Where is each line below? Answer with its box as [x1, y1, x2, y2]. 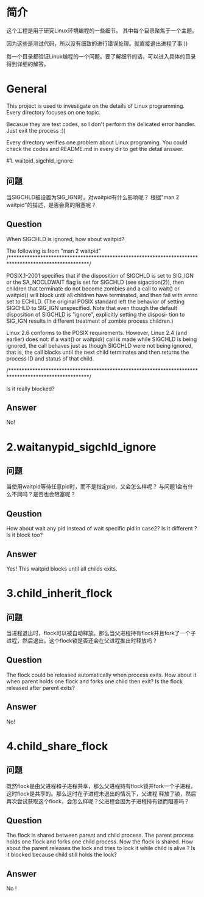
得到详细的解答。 [6, 60, 49, 68]
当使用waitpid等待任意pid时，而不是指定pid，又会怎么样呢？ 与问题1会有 [6, 483, 188, 490]
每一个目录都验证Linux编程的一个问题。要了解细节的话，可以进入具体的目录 [6, 52, 196, 60]
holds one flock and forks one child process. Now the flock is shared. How [6, 838, 194, 845]
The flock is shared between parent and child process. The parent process [6, 832, 194, 839]
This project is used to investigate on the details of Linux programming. [6, 102, 185, 110]
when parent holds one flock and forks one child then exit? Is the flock [6, 677, 183, 685]
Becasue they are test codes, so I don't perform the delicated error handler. [6, 120, 196, 128]
